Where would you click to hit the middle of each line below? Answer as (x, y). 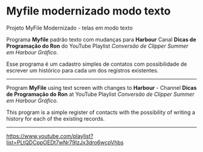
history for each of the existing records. (56, 118)
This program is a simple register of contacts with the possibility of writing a (101, 112)
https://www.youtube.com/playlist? (50, 136)
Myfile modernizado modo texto (89, 11)
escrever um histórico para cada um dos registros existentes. (82, 70)
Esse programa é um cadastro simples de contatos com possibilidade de (97, 64)
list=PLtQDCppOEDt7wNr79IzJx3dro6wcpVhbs (65, 142)
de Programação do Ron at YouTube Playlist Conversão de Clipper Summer (100, 94)
